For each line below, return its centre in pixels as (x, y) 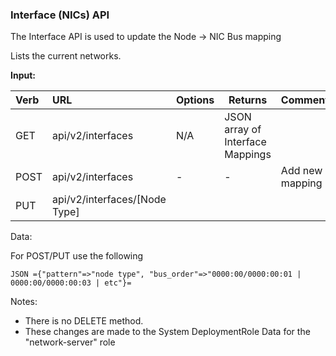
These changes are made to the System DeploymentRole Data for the (167, 332)
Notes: (24, 302)
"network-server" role (70, 342)
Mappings (248, 155)
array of (243, 130)
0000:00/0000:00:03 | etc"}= (71, 283)
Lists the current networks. (66, 56)
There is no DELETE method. (84, 321)
